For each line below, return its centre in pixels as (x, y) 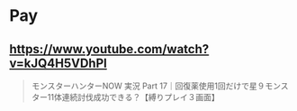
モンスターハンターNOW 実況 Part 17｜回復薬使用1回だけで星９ (148, 86)
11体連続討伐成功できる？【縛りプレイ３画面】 (133, 97)
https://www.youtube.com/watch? (109, 49)
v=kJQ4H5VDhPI (58, 63)
